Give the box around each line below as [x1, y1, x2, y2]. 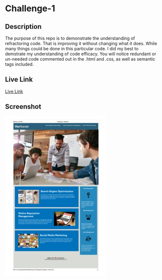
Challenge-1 [5, 3, 55, 14]
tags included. [5, 62, 34, 67]
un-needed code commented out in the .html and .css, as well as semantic [5, 56, 156, 62]
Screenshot [5, 103, 42, 111]
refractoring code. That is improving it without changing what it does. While [5, 41, 158, 46]
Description [5, 22, 42, 31]
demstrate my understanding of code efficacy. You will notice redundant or [5, 51, 157, 57]
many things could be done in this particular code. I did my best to [5, 46, 139, 51]
